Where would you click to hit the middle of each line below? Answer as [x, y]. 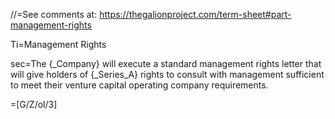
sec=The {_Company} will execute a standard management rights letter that [166, 63]
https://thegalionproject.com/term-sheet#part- [195, 14]
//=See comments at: [54, 14]
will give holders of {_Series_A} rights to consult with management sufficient [167, 74]
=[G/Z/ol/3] [34, 104]
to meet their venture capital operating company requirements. [139, 85]
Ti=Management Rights [58, 44]
